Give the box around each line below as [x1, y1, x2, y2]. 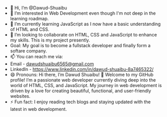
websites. [10, 93, 31, 99]
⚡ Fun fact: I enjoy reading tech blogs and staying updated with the [10, 99, 151, 105]
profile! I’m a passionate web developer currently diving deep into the [10, 77, 156, 83]
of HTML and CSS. [10, 26, 50, 32]
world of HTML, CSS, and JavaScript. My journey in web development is [10, 83, 162, 88]
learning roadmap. [10, 16, 49, 21]
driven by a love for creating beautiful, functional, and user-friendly [10, 88, 151, 94]
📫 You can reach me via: [10, 54, 63, 59]
